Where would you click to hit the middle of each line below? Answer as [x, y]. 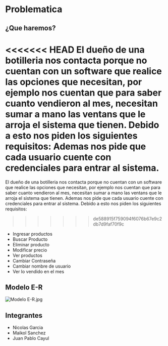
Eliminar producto [31, 244]
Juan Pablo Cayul [31, 338]
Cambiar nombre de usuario [42, 266]
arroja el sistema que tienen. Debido [82, 125]
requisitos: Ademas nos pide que [76, 146]
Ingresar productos [33, 234]
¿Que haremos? [31, 28]
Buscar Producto [30, 239]
